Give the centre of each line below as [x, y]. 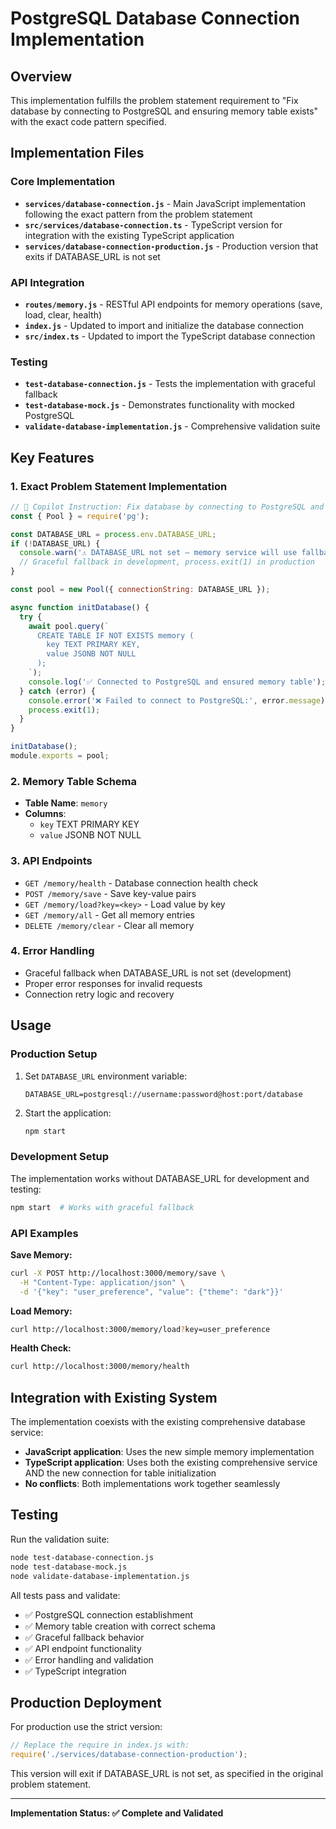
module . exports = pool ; [60, 756]
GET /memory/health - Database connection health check [141, 883]
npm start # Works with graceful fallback [102, 1207]
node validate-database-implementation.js [100, 1576]
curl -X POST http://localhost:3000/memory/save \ [118, 1273]
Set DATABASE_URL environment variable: [106, 1076]
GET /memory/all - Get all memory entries [109, 914]
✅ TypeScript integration [75, 1671]
